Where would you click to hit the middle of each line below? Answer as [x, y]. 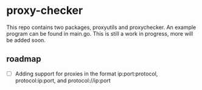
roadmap [24, 59]
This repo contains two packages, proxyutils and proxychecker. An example [101, 27]
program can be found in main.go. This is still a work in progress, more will [100, 33]
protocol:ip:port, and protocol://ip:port [63, 80]
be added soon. [26, 40]
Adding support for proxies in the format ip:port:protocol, [86, 74]
